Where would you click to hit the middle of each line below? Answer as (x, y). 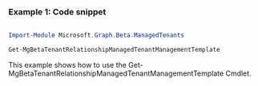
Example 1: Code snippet (57, 12)
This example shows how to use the (67, 65)
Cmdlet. (238, 73)
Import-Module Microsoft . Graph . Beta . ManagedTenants (96, 35)
